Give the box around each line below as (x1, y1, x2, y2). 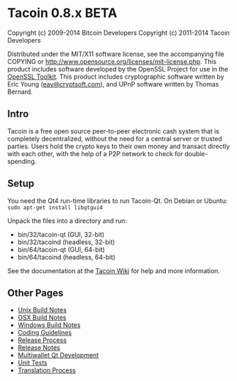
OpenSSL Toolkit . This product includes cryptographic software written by (7, 72, 225, 81)
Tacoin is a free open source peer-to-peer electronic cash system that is (7, 126, 220, 136)
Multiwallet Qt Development (17, 351, 99, 360)
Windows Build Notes (17, 321, 81, 329)
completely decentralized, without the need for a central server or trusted (7, 134, 222, 143)
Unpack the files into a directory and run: (7, 216, 128, 225)
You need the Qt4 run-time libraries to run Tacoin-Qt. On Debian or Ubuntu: (7, 197, 228, 205)
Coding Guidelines (17, 328, 72, 337)
